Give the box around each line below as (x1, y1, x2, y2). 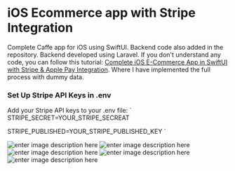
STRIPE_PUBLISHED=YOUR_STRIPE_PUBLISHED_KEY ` (7, 128, 166, 136)
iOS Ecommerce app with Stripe (7, 5, 196, 21)
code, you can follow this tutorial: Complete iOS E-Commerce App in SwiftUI (7, 57, 228, 66)
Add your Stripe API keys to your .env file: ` (7, 107, 132, 115)
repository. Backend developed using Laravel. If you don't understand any (7, 50, 221, 59)
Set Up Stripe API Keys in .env (7, 90, 112, 100)
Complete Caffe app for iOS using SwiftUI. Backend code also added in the (7, 43, 224, 51)
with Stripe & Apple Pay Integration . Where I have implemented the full (7, 65, 210, 74)
